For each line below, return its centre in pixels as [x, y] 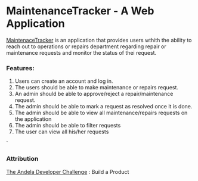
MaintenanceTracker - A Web [80, 11]
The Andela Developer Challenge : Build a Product [68, 171]
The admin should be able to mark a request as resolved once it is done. [103, 107]
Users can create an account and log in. [64, 81]
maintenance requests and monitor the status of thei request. [81, 52]
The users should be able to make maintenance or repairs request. [97, 88]
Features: [20, 68]
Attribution [22, 159]
